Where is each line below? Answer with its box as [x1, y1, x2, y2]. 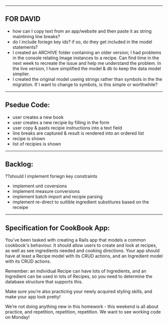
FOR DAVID [5, 15, 41, 23]
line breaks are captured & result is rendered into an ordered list [12, 130, 144, 136]
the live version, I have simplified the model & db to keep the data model [12, 65, 161, 71]
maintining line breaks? [12, 33, 60, 39]
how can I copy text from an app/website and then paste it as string [12, 28, 152, 34]
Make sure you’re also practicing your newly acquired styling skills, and [5, 288, 152, 294]
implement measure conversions [12, 188, 80, 194]
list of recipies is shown [12, 141, 61, 147]
